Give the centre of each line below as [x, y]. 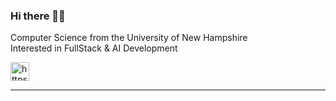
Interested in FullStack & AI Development [94, 48]
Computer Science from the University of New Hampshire [129, 38]
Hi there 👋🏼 [38, 16]
